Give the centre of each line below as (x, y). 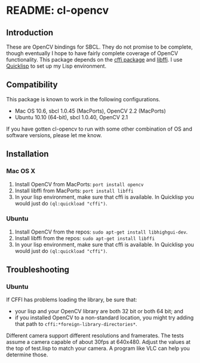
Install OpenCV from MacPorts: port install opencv (79, 184)
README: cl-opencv (58, 10)
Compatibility (32, 85)
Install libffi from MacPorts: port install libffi (74, 190)
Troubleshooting (38, 270)
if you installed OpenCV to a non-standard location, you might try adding (104, 317)
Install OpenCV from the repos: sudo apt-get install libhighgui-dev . (101, 232)
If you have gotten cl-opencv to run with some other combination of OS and (99, 129)
